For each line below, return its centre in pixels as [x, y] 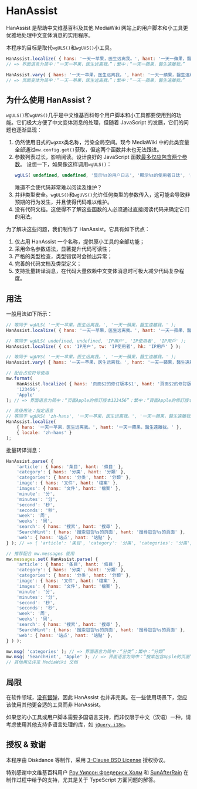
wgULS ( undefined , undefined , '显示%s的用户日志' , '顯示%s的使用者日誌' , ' [102, 175]
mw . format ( [19, 379]
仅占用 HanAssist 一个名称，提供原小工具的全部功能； [80, 242]
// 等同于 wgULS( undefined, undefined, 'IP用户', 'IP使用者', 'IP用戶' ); [96, 341]
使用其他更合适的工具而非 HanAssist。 [57, 705]
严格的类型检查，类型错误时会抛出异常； [63, 256]
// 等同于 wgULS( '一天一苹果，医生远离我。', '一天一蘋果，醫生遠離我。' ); [91, 325]
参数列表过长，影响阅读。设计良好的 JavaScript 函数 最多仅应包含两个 [98, 157]
